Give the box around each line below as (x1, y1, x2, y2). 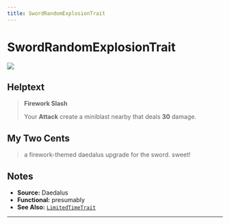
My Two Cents (7, 132, 70, 144)
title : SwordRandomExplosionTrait (7, 10, 106, 17)
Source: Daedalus (16, 188, 68, 197)
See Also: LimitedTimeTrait (16, 203, 96, 211)
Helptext (7, 81, 44, 93)
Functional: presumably (16, 196, 86, 204)
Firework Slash (23, 100, 68, 108)
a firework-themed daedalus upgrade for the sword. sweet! (23, 151, 191, 159)
